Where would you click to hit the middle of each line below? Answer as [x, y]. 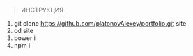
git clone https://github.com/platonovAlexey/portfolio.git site [100, 23]
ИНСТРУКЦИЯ [42, 10]
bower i [25, 38]
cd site [23, 31]
